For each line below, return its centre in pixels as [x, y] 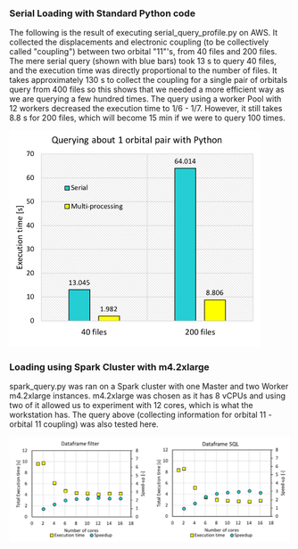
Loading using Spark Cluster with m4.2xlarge [109, 366]
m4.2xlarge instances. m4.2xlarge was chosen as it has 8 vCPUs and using [147, 396]
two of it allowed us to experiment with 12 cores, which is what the [131, 406]
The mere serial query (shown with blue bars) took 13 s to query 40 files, [143, 61]
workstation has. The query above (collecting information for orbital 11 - [141, 415]
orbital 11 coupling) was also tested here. [84, 424]
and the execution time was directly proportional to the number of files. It [144, 70]
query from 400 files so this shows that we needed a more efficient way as [147, 90]
